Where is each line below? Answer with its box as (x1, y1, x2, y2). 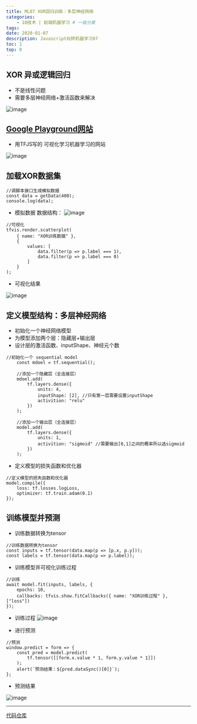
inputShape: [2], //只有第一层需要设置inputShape (37, 393, 154, 399)
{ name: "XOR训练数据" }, (16, 233, 76, 239)
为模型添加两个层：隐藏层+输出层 (14, 335, 96, 341)
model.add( (16, 424, 43, 430)
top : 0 (6, 47, 22, 53)
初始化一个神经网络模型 (14, 327, 72, 334)
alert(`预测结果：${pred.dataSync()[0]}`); (16, 666, 120, 672)
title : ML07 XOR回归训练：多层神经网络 (6, 8, 94, 15)
